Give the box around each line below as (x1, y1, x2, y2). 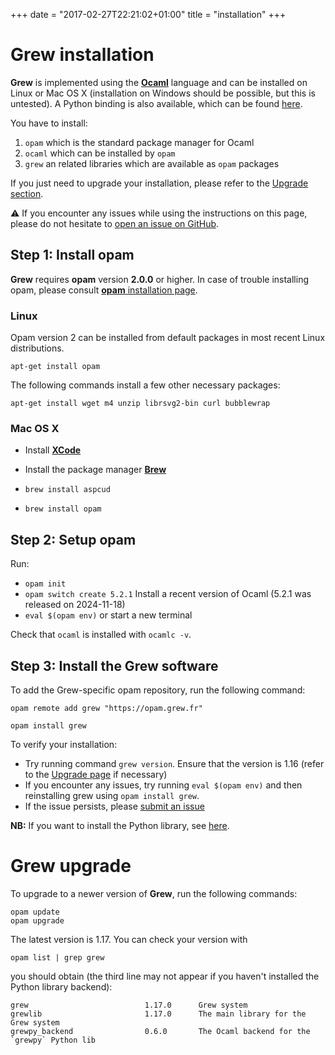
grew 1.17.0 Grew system (10, 1000, 248, 1010)
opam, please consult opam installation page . (10, 284, 198, 296)
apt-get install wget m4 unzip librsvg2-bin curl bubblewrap (10, 399, 271, 409)
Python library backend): (10, 980, 113, 993)
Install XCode (24, 444, 82, 456)
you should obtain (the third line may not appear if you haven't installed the (10, 970, 320, 982)
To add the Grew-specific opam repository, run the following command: (10, 684, 306, 696)
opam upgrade (10, 915, 65, 926)
